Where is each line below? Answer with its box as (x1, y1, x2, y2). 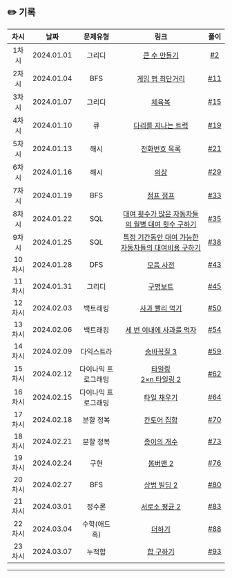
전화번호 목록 (140, 144, 182, 154)
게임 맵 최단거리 (137, 73, 185, 83)
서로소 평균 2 (140, 502, 182, 511)
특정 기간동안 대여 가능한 (123, 232, 199, 242)
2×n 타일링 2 (140, 374, 182, 384)
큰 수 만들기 (142, 51, 180, 60)
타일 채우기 (144, 392, 178, 402)
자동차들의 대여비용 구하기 (120, 243, 202, 252)
